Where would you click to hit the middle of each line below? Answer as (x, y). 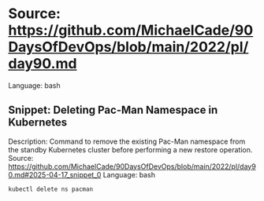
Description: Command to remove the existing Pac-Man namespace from (127, 141)
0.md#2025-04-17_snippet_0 (55, 174)
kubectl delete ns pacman (50, 189)
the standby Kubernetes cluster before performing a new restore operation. (130, 149)
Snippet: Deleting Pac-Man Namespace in (113, 110)
